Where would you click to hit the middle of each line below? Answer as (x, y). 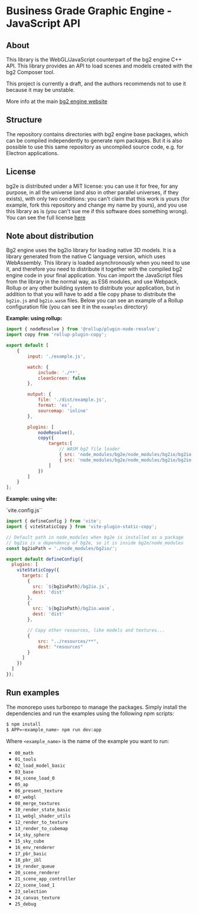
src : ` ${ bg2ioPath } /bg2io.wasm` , (74, 609)
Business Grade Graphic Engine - (89, 11)
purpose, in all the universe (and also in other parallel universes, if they (92, 192)
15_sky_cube (29, 841)
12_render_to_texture (41, 822)
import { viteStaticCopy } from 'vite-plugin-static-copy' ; (82, 527)
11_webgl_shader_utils (43, 816)
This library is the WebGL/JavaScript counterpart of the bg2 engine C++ (94, 60)
